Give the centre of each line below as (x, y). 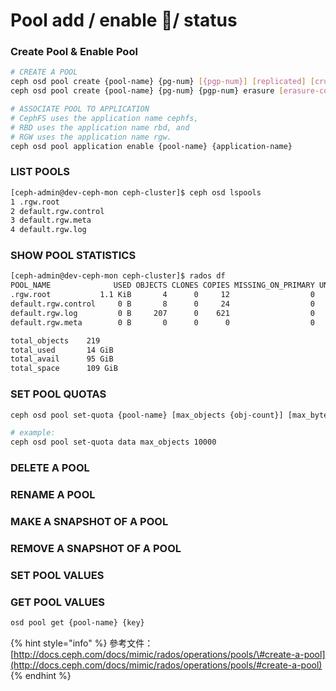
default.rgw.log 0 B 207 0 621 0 (162, 313)
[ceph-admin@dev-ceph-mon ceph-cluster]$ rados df (118, 276)
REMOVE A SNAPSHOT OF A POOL (96, 548)
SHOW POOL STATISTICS (73, 256)
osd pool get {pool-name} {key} (77, 623)
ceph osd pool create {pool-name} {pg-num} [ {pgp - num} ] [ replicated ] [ (162, 82)
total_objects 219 (55, 340)
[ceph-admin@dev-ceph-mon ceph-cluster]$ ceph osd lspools (136, 192)
